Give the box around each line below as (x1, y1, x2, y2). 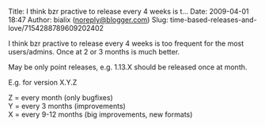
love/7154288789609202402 (8, 24, 104, 32)
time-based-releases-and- (169, 15, 257, 24)
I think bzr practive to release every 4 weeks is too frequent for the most (8, 39, 244, 48)
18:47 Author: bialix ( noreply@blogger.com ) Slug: (8, 15, 168, 24)
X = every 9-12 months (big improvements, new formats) (8, 110, 193, 119)
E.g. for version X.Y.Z (8, 78, 78, 87)
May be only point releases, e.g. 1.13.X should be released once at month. (8, 62, 248, 72)
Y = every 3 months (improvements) (8, 102, 127, 110)
